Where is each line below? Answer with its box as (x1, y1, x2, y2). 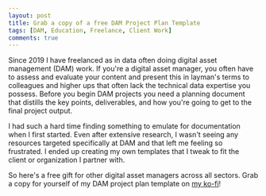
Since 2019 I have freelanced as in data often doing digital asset (8, 56, 218, 65)
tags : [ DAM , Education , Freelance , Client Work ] (8, 26, 172, 34)
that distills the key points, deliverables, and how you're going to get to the (8, 98, 253, 107)
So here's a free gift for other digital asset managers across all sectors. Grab (8, 171, 259, 180)
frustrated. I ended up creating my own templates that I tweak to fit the (8, 147, 240, 156)
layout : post (8, 11, 52, 20)
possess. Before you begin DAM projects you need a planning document (8, 89, 245, 99)
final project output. (8, 106, 73, 116)
